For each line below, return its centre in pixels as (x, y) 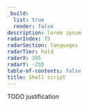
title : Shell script (37, 77)
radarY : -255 (26, 64)
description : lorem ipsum (44, 33)
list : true (29, 20)
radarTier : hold (30, 52)
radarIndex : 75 (29, 39)
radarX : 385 (24, 58)
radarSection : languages (43, 45)
